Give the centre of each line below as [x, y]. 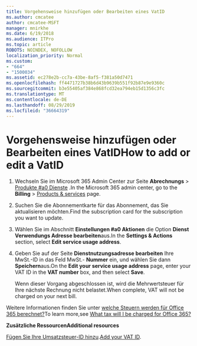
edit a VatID [35, 165]
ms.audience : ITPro [30, 39]
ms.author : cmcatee [30, 17]
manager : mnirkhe [27, 28]
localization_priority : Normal [45, 56]
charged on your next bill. [46, 296]
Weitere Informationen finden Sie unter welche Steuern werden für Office [95, 308]
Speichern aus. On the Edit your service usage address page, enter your [103, 266]
